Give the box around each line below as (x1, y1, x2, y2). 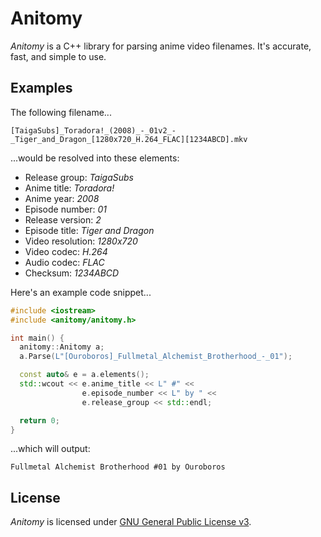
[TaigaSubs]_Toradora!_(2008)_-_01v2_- (10, 125, 177, 136)
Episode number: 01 (24, 203, 107, 215)
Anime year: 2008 (24, 192, 100, 204)
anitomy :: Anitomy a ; (19, 342, 105, 352)
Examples (10, 80, 73, 97)
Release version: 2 (24, 213, 102, 226)
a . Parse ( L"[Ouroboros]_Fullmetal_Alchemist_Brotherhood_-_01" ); (19, 352, 293, 362)
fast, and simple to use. (10, 50, 107, 62)
